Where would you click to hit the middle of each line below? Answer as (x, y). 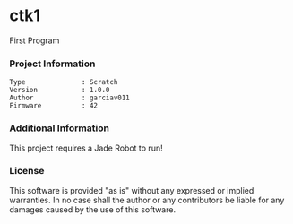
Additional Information (60, 128)
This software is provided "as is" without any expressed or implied (132, 190)
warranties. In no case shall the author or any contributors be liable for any (147, 200)
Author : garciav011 (69, 98)
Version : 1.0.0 (60, 90)
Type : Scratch (64, 82)
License (27, 171)
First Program (34, 40)
